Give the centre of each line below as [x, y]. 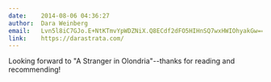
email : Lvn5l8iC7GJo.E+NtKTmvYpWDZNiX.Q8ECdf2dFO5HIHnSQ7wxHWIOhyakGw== [137, 31]
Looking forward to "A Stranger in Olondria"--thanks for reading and [122, 61]
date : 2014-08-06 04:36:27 [59, 16]
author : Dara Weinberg [48, 23]
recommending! [35, 70]
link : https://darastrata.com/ [67, 38]
